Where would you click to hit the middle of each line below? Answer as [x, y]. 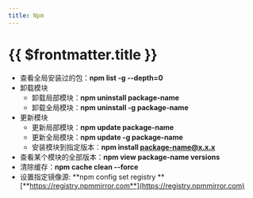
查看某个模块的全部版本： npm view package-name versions [120, 157]
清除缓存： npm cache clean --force [79, 166]
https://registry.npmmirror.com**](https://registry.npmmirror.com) [137, 185]
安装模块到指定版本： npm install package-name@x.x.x [123, 147]
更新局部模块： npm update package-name [103, 127]
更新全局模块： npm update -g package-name [107, 137]
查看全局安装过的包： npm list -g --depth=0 [91, 78]
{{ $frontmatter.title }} [83, 54]
